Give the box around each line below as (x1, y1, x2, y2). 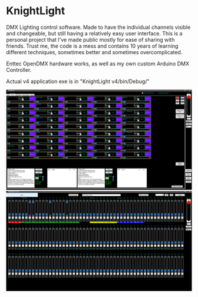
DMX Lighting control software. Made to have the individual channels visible (6, 24, 191, 31)
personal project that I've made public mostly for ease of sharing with (6, 36, 175, 43)
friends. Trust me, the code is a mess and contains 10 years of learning (6, 42, 179, 49)
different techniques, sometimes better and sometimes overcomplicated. (6, 48, 183, 55)
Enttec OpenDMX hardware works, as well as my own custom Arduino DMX (6, 60, 190, 67)
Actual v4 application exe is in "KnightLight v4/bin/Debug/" (6, 78, 150, 85)
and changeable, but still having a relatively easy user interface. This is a (6, 29, 183, 37)
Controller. (6, 66, 32, 73)
